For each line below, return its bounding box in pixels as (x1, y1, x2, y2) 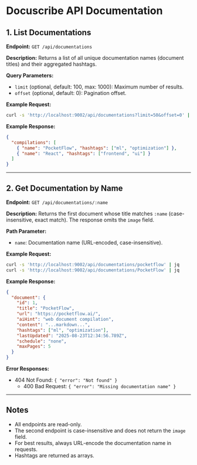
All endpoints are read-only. (14, 420, 82, 427)
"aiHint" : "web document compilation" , (16, 317, 114, 323)
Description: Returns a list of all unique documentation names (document (6, 55, 184, 61)
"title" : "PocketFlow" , (16, 306, 75, 311)
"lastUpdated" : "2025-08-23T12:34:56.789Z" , (16, 332, 127, 338)
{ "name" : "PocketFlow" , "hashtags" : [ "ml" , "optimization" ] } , (16, 145, 177, 151)
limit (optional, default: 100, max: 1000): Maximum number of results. (14, 83, 184, 90)
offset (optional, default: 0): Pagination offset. (14, 90, 127, 96)
